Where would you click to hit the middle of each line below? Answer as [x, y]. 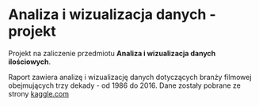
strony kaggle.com [39, 93]
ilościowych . [30, 62]
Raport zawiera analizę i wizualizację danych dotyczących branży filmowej [130, 77]
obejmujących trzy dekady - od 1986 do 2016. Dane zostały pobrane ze [125, 85]
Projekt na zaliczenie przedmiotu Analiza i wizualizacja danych [112, 53]
